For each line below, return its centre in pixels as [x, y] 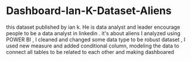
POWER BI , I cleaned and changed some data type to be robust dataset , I [96, 39]
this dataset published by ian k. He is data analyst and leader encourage [93, 27]
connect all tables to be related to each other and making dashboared [90, 52]
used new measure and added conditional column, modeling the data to [93, 46]
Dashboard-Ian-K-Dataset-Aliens [89, 11]
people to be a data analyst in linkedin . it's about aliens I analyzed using [93, 33]
